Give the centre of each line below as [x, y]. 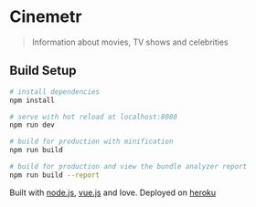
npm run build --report [55, 175]
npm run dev [32, 125]
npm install [32, 100]
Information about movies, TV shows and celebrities [130, 42]
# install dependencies [55, 92]
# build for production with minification [91, 142]
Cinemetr [46, 17]
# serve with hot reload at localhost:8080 [94, 117]
